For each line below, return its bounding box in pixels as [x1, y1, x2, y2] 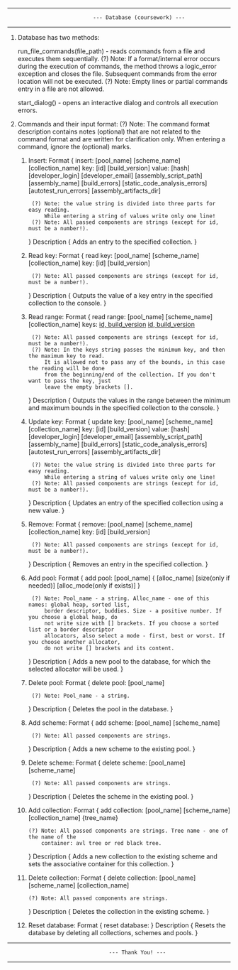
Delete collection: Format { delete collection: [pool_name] [28, 873, 196, 882]
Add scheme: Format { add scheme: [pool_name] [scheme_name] [28, 718, 220, 727]
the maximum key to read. [28, 352, 105, 360]
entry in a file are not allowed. [17, 85, 105, 93]
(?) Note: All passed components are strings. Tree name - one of [28, 827, 229, 834]
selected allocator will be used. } [28, 665, 124, 673]
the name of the [28, 834, 76, 841]
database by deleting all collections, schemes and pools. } [28, 929, 198, 937]
